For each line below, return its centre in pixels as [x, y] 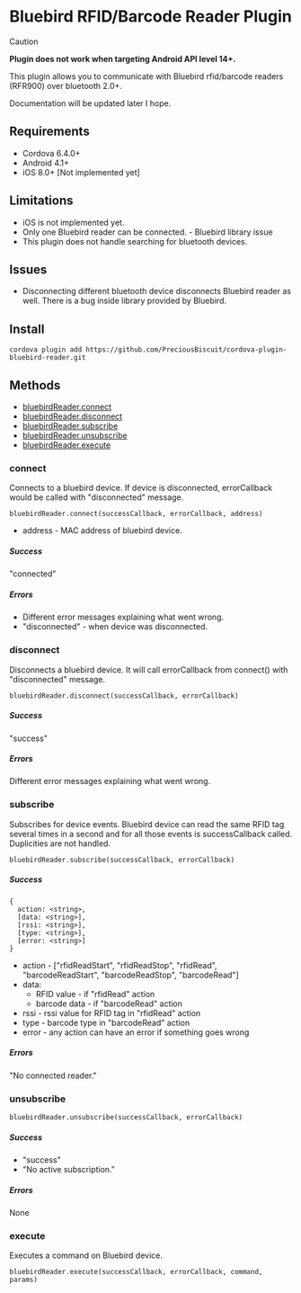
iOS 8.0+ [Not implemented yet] [81, 172]
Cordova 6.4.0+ [51, 153]
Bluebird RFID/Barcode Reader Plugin [150, 17]
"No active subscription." [68, 1169]
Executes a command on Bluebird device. [86, 1255]
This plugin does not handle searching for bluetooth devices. [135, 241]
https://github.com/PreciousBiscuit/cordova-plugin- [186, 350]
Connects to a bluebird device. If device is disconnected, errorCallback [141, 488]
